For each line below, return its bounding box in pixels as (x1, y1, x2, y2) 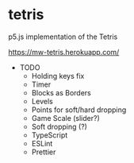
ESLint (31, 138, 53, 148)
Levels (31, 96, 53, 106)
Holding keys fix (31, 71, 85, 80)
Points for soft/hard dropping (31, 105, 127, 114)
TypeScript (31, 130, 68, 140)
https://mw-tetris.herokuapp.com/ (8, 47, 120, 56)
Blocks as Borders (31, 87, 91, 97)
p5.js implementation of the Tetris (8, 32, 118, 41)
